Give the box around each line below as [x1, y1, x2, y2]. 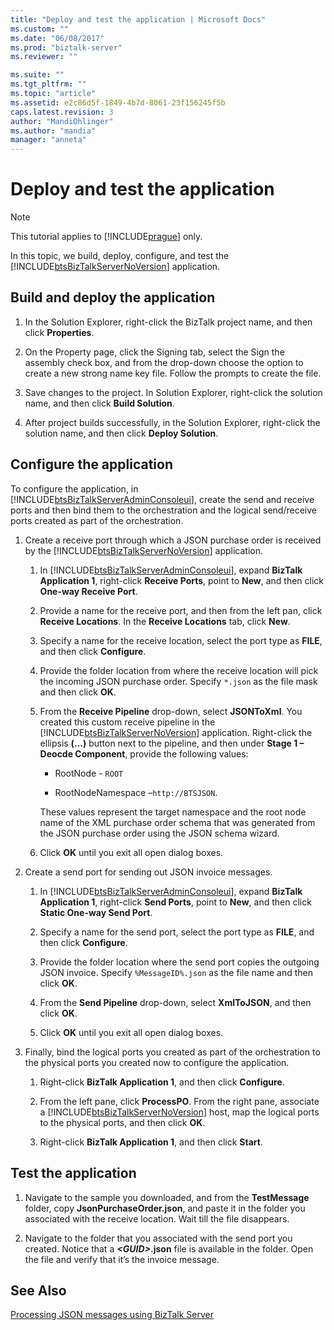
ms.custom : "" [10, 24, 70, 34]
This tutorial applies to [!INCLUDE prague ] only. [10, 231, 203, 243]
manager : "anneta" [10, 135, 87, 145]
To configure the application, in [10, 482, 139, 495]
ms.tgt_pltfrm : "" [10, 79, 87, 90]
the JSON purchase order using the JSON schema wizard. [39, 827, 280, 839]
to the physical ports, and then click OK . [39, 1116, 206, 1128]
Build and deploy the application [10, 289, 216, 306]
